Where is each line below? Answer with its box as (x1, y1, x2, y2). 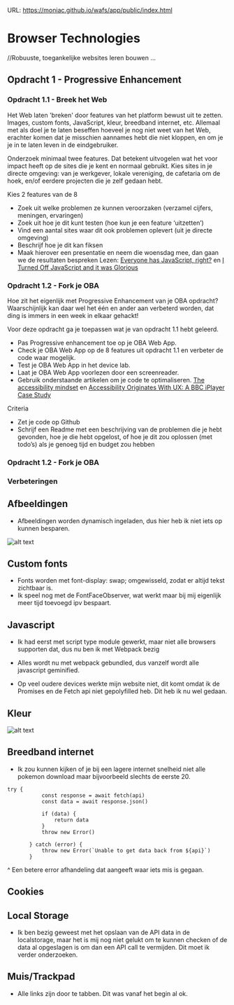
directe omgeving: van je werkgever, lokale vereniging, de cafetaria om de (7, 169, 221, 177)
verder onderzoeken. (17, 950, 78, 959)
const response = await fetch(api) (41, 791, 145, 799)
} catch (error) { (29, 840, 82, 848)
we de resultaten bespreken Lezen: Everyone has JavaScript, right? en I (17, 256, 225, 264)
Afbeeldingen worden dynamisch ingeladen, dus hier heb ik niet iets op (17, 516, 223, 525)
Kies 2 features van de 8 (7, 190, 78, 198)
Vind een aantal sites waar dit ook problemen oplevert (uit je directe (17, 226, 213, 234)
